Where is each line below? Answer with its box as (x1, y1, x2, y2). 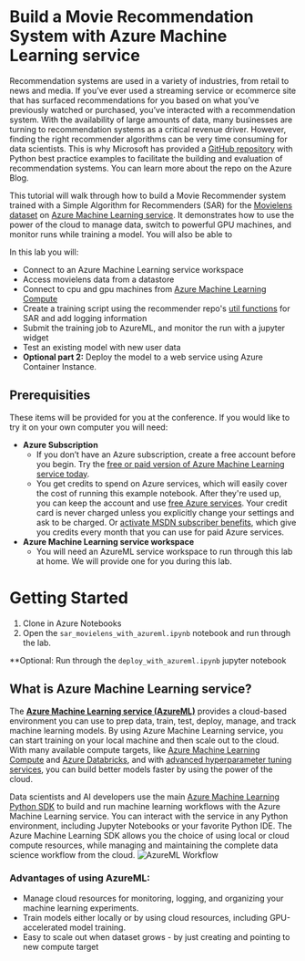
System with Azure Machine (9, 26, 228, 47)
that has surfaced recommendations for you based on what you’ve (9, 94, 259, 106)
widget (22, 331, 49, 343)
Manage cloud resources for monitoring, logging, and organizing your (22, 893, 284, 904)
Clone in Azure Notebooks (22, 618, 122, 629)
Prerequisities (9, 388, 91, 403)
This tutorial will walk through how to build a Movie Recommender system (9, 190, 287, 201)
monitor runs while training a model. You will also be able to (9, 228, 233, 239)
